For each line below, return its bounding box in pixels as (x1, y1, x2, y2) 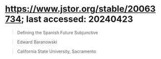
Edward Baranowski (17, 39, 58, 44)
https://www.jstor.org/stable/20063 (5, 3, 156, 15)
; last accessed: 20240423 (21, 14, 133, 25)
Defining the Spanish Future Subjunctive (17, 29, 99, 35)
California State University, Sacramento (17, 48, 97, 54)
